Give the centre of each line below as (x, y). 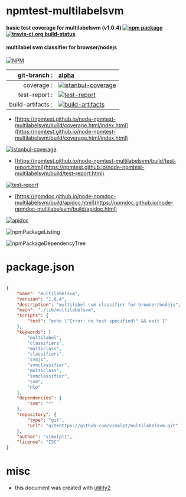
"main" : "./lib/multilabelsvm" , (56, 310)
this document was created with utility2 (63, 488)
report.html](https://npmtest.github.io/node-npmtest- (79, 167)
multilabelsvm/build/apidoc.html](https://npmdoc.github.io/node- (94, 202)
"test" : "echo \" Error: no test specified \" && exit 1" (97, 321)
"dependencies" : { (39, 398)
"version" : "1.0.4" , (42, 299)
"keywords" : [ (34, 332)
